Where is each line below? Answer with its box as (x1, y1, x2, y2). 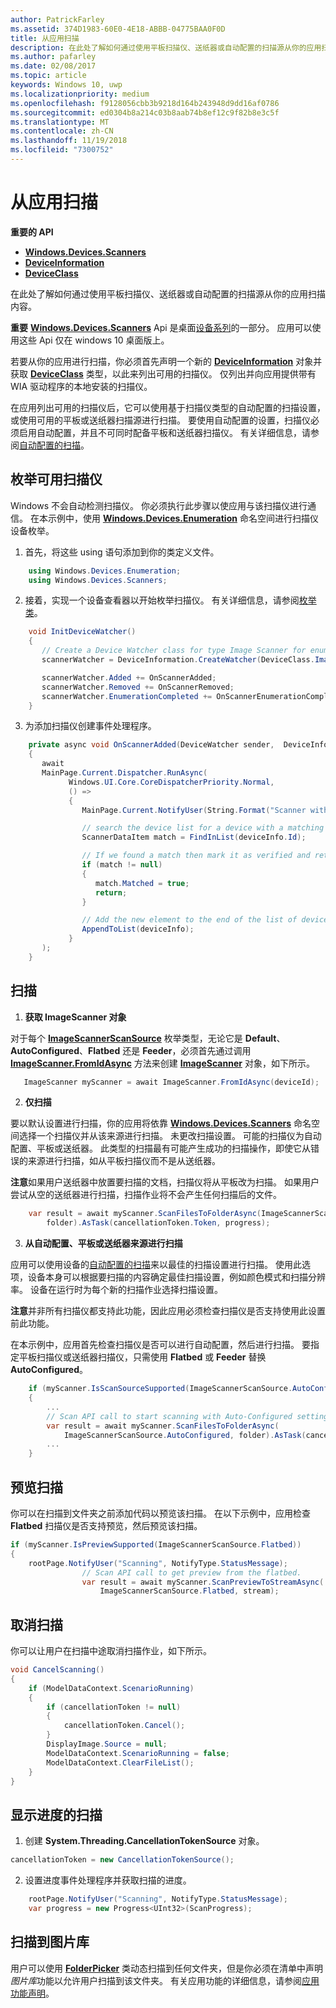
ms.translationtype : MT (10, 117, 110, 127)
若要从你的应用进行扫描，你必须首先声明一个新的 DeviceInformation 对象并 (10, 355, 323, 367)
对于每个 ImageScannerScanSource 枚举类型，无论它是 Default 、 (10, 1032, 286, 1044)
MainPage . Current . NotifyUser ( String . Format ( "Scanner (81, 805, 307, 815)
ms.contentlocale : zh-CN (10, 126, 114, 136)
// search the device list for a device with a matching (81, 823, 325, 833)
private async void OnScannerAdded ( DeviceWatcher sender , (28, 740, 275, 750)
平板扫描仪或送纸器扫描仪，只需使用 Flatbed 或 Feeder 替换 (18, 1351, 267, 1363)
